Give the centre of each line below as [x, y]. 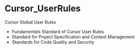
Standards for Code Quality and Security [53, 42]
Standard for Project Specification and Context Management [73, 37]
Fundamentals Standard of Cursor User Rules [58, 31]
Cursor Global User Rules [30, 22]
